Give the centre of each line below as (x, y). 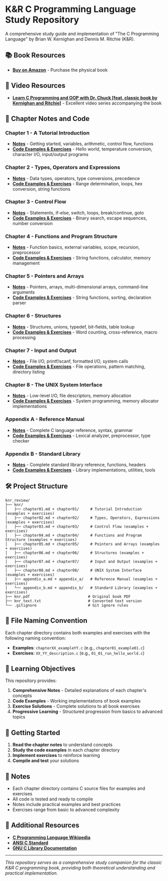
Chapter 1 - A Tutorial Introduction (47, 132)
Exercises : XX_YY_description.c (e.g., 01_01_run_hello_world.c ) (78, 653)
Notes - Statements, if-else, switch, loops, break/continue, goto (78, 212)
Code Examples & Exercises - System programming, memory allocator (85, 401)
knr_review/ (17, 500)
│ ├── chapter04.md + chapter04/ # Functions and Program (73, 535)
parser (19, 303)
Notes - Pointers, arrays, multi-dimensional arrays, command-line (80, 287)
